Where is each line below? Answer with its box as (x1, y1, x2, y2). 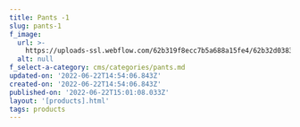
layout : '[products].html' (9, 96, 110, 106)
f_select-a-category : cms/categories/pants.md (9, 63, 186, 72)
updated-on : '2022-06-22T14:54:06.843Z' (9, 72, 162, 80)
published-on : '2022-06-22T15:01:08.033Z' (9, 88, 170, 97)
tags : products (9, 105, 66, 114)
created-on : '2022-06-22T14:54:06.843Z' (9, 80, 162, 89)
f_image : (9, 30, 42, 38)
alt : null (17, 55, 54, 63)
